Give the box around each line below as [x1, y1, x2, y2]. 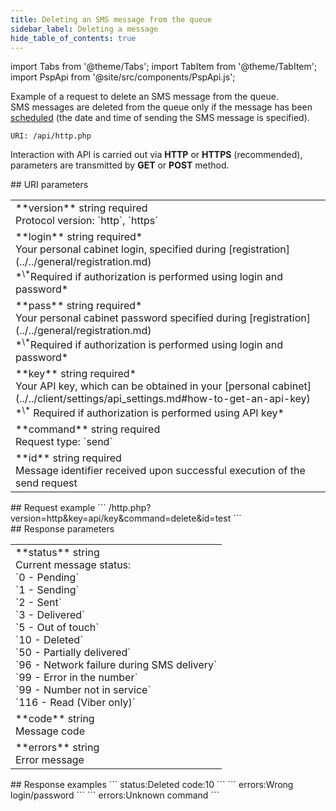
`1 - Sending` [15, 583, 80, 597]
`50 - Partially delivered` [15, 646, 132, 660]
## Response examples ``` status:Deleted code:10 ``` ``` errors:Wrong [10, 779, 294, 791]
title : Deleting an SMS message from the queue [10, 14, 213, 25]
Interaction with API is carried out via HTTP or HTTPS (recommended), [10, 149, 303, 161]
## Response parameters [10, 523, 115, 535]
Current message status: [15, 558, 132, 572]
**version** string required [15, 201, 148, 215]
